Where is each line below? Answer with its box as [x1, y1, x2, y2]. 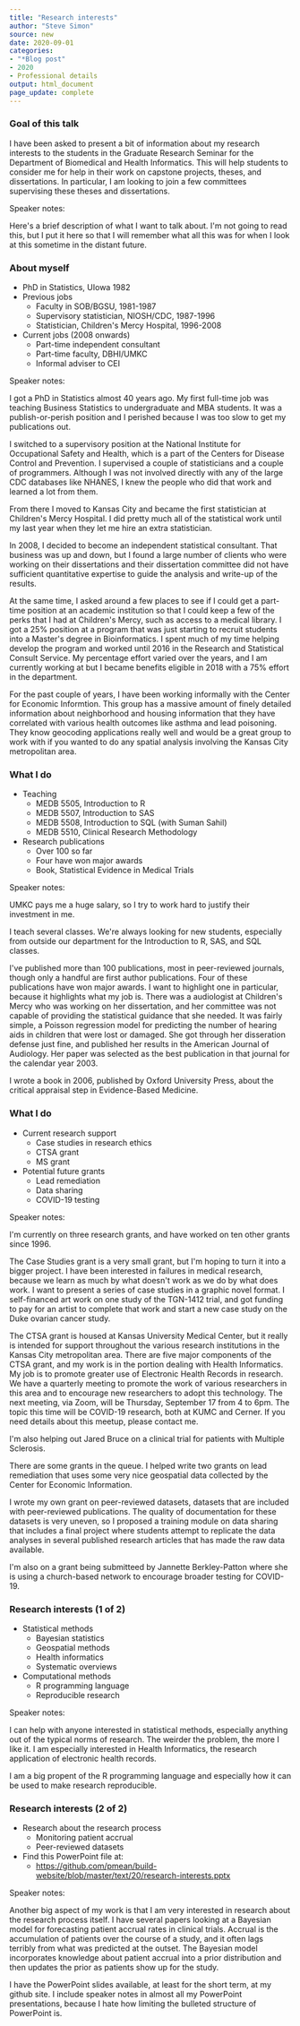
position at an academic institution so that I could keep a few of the [27, 605, 275, 616]
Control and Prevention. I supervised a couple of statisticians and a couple [9, 458, 284, 468]
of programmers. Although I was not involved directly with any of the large [9, 468, 284, 478]
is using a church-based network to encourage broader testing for [9, 1571, 254, 1582]
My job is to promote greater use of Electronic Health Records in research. [9, 1368, 284, 1379]
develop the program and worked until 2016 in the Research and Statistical [9, 643, 284, 654]
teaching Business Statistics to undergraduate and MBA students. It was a [9, 402, 282, 413]
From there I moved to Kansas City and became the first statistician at [9, 503, 267, 515]
